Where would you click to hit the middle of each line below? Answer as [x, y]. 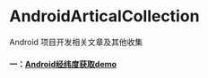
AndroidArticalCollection [104, 16]
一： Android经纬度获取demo [63, 64]
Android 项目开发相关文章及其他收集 [76, 42]
